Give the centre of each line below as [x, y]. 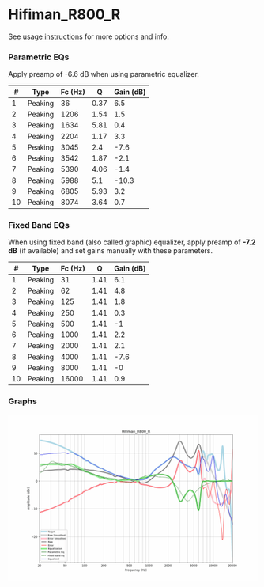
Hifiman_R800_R [64, 15]
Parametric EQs [39, 57]
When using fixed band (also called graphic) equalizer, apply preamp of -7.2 [132, 242]
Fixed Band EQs [39, 225]
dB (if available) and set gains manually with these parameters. [111, 251]
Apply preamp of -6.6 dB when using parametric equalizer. [104, 74]
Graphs [23, 401]
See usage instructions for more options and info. [89, 36]
